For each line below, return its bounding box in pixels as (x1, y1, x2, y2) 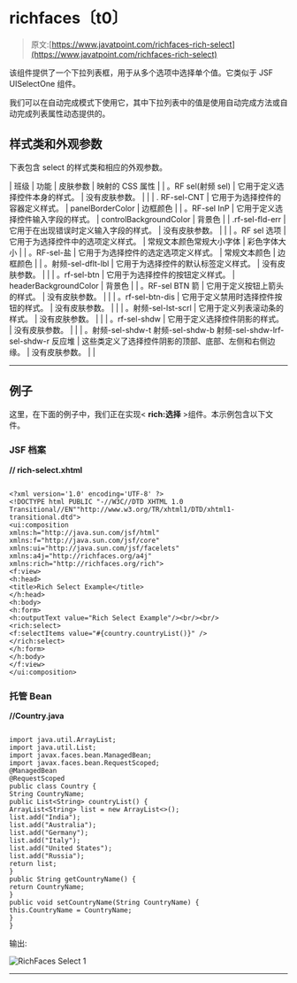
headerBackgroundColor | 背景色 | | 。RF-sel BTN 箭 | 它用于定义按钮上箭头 (9, 280, 285, 290)
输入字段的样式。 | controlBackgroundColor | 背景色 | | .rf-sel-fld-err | (32, 213, 286, 224)
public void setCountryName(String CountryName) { (9, 898, 200, 908)
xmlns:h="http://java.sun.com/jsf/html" (9, 528, 161, 537)
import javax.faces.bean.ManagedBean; (9, 751, 152, 760)
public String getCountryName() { (9, 875, 137, 884)
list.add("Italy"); (9, 836, 81, 846)
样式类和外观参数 (9, 136, 103, 151)
